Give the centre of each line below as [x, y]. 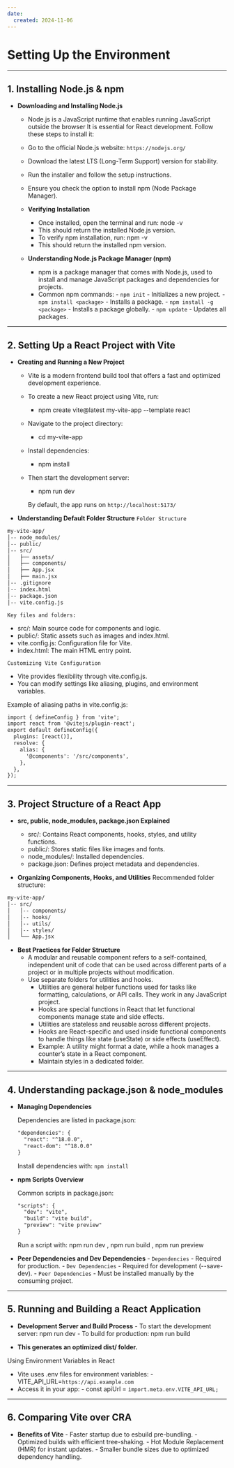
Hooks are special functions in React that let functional [116, 1009]
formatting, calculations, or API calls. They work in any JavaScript [132, 994]
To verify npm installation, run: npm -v [93, 237]
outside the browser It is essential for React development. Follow [120, 127]
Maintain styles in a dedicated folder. [91, 1062]
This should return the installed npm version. [102, 245]
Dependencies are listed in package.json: [77, 1120]
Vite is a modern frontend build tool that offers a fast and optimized [124, 376]
